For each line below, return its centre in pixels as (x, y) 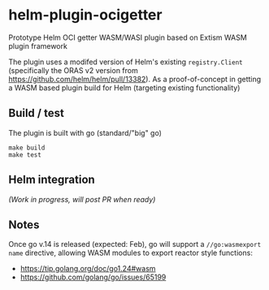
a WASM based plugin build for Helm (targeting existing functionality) (124, 88)
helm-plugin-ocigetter (85, 15)
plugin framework (38, 45)
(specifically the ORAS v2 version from (73, 70)
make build (27, 148)
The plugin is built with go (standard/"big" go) (85, 132)
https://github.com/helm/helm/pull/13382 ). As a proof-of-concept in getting (135, 79)
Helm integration (52, 180)
